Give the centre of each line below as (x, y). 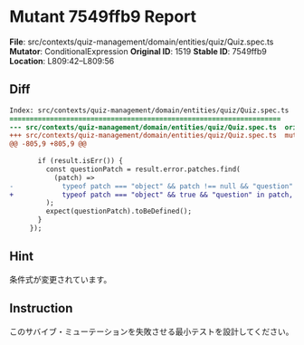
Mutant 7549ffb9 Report (103, 17)
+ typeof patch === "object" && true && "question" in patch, (152, 195)
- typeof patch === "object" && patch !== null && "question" (152, 186)
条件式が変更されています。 (61, 279)
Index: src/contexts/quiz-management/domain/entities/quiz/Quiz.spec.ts (149, 110)
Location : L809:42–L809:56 (62, 61)
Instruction (41, 308)
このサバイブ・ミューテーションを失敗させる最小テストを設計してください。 (152, 331)
